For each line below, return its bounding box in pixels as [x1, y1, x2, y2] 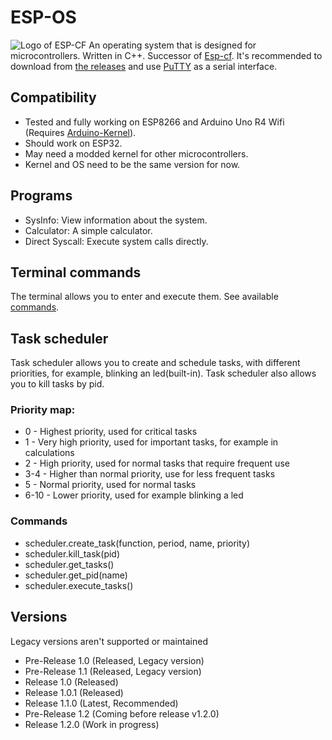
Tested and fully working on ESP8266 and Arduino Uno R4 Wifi [24, 116, 285, 128]
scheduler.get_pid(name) [24, 569, 128, 581]
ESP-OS [10, 6, 77, 29]
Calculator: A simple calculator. [24, 224, 153, 236]
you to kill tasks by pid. [10, 378, 105, 390]
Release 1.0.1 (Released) [24, 686, 124, 698]
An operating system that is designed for [88, 39, 257, 51]
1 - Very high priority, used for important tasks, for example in [24, 436, 279, 448]
